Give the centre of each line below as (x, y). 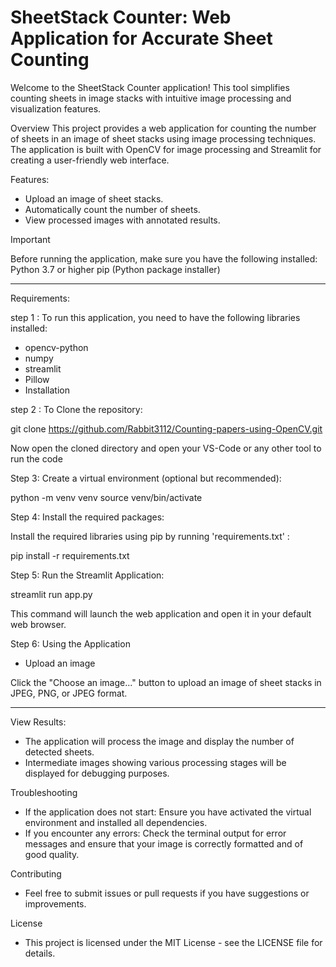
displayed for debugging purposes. (97, 773)
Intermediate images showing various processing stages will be (155, 762)
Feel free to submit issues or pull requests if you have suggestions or (167, 893)
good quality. (52, 854)
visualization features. (56, 108)
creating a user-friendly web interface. (90, 160)
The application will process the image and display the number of (159, 741)
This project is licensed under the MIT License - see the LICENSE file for (173, 942)
